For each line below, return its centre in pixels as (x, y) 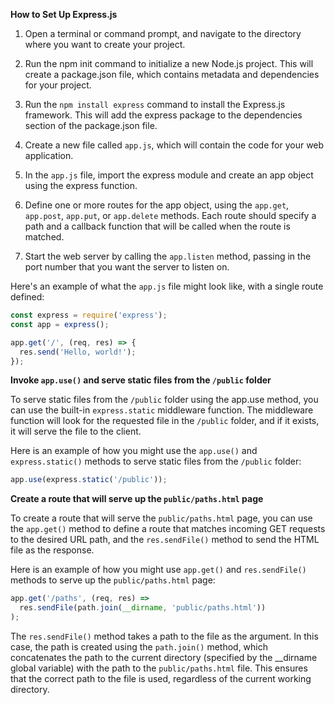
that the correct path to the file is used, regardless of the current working (161, 678)
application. (49, 155)
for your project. (58, 85)
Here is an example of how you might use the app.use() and (134, 451)
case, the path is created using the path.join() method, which (139, 646)
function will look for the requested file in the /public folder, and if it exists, (165, 421)
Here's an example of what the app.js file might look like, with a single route (167, 286)
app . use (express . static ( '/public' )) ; (89, 480)
